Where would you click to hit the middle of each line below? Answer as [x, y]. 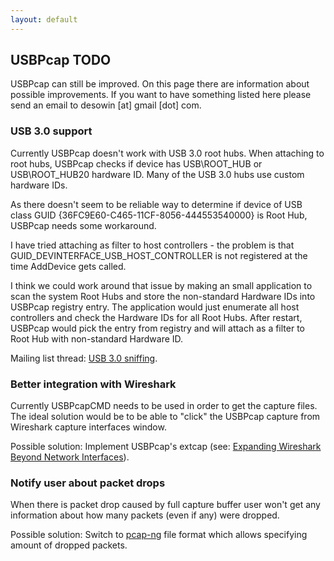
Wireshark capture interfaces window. [88, 427]
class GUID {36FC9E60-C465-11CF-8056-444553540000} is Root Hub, [159, 215]
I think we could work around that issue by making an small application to [161, 285]
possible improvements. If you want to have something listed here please [161, 95]
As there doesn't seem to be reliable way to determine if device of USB [156, 204]
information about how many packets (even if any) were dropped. [145, 515]
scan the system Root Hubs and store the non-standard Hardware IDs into [163, 296]
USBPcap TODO [61, 60]
